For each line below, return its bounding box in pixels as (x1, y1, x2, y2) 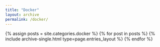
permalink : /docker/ (5, 17, 49, 22)
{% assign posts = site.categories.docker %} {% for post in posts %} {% (5, 31, 155, 37)
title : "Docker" (5, 7, 39, 13)
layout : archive (5, 12, 39, 17)
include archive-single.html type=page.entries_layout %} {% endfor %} (5, 36, 153, 42)
